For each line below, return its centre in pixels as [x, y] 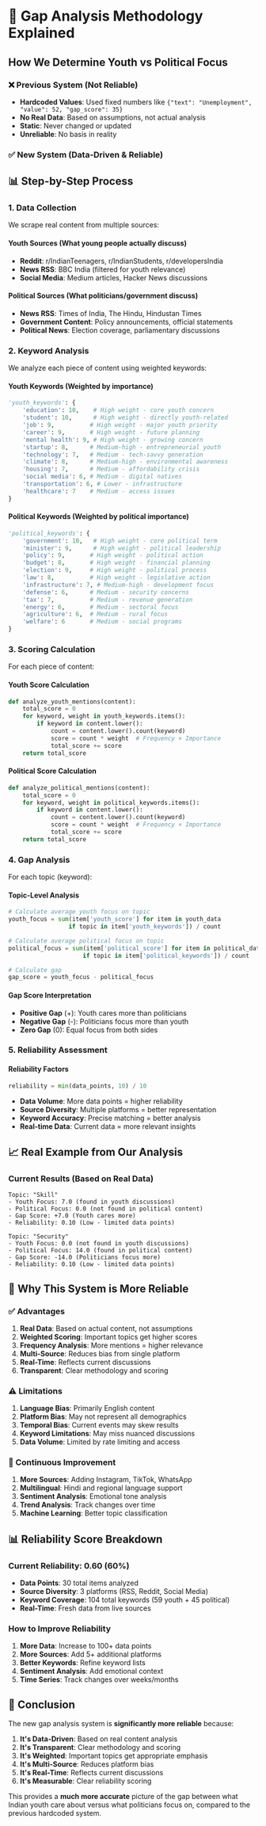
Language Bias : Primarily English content [87, 1409]
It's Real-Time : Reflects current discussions [91, 1773]
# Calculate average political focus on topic [86, 941]
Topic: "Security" [38, 1237]
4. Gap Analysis [39, 860]
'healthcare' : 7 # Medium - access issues [99, 491]
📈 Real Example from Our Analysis [96, 1152]
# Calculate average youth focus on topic [79, 912]
